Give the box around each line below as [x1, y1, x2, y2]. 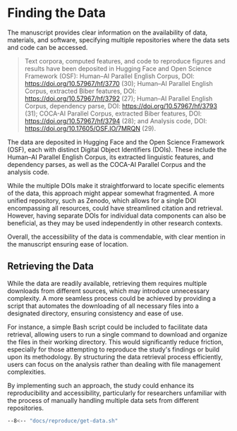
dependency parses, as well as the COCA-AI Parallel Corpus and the [7, 160, 207, 168]
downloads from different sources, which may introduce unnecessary [7, 287, 209, 295]
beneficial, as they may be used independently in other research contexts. [7, 218, 224, 227]
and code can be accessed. [7, 43, 88, 51]
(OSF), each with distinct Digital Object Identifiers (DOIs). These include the [7, 145, 227, 154]
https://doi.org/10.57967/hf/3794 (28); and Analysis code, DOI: [24, 116, 207, 125]
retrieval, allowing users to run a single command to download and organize [7, 330, 228, 339]
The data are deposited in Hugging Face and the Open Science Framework [7, 137, 225, 146]
